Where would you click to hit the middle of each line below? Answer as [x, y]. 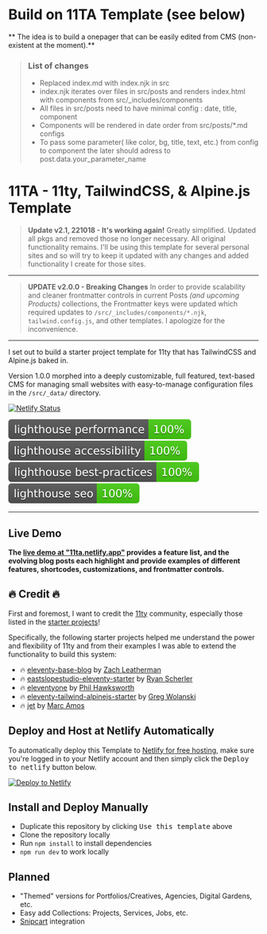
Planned [29, 877]
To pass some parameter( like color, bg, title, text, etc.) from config [149, 142]
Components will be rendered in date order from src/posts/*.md [143, 126]
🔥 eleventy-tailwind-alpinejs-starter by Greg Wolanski [108, 696]
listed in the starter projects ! [54, 621]
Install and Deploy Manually [78, 808]
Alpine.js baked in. [39, 360]
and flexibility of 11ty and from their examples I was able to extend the [122, 645]
